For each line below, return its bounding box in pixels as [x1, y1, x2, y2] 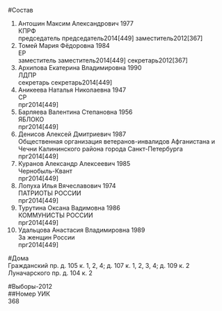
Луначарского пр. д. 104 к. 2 [8, 269, 93, 277]
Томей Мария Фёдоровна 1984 [17, 42, 110, 49]
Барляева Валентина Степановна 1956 [17, 108, 133, 116]
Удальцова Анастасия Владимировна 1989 [17, 226, 145, 234]
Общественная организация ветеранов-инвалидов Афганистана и [17, 137, 215, 145]
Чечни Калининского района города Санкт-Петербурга [17, 145, 183, 153]
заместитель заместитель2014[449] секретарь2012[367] [17, 56, 189, 65]
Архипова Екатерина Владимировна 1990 [17, 64, 142, 72]
